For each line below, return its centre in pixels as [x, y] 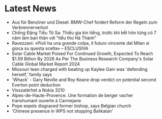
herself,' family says [32, 74]
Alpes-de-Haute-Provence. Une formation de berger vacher [72, 95]
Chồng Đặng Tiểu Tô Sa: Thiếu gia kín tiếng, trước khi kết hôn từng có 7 [84, 32]
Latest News [31, 9]
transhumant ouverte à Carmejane [46, 100]
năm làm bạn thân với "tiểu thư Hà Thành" [54, 38]
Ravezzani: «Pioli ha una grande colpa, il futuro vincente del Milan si [81, 43]
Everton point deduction [36, 85]
